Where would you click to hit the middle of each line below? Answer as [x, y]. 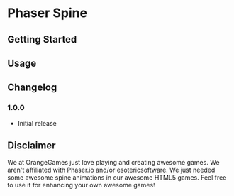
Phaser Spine [47, 13]
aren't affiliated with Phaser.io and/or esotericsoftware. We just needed [111, 170]
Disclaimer [32, 146]
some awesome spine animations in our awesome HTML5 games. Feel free [117, 178]
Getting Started [42, 39]
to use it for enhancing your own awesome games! [81, 185]
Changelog [32, 88]
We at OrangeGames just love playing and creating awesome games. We [113, 163]
